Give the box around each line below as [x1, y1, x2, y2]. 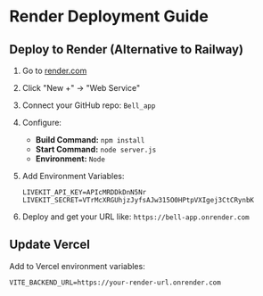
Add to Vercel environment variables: [9, 260, 145, 271]
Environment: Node [35, 153, 105, 164]
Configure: [21, 118, 62, 127]
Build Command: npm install [35, 135, 145, 144]
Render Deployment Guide [9, 6, 210, 27]
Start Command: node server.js [35, 144, 157, 154]
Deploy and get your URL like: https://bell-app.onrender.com [21, 211, 250, 222]
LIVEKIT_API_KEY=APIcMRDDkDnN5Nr [21, 188, 147, 197]
